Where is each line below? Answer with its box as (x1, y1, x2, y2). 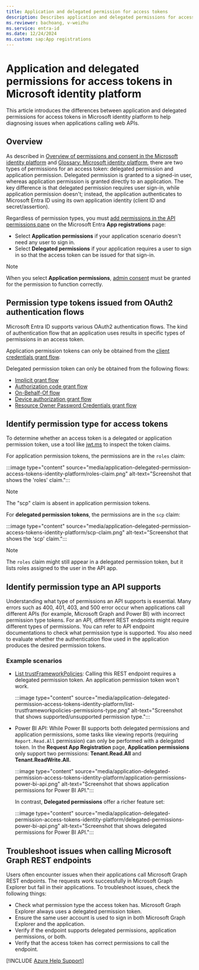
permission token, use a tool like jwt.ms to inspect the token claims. (6, 441, 171, 448)
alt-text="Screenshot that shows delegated (61, 823, 167, 830)
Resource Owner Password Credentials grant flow (14, 402, 137, 409)
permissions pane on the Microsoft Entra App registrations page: (6, 221, 166, 228)
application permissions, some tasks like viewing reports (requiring (14, 731, 178, 738)
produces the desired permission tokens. (6, 642, 107, 649)
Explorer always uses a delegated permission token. (14, 908, 142, 915)
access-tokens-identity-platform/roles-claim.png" (6, 470, 129, 477)
